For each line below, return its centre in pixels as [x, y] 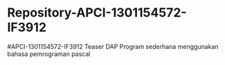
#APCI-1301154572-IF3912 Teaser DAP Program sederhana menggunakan [113, 46]
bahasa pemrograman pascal [49, 54]
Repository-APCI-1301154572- [97, 13]
